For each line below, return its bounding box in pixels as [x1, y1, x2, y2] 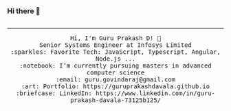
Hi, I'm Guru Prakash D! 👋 [69, 34, 162, 42]
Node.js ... [95, 55, 136, 63]
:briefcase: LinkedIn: [16, 90, 93, 97]
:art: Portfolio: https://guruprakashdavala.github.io [21, 83, 210, 90]
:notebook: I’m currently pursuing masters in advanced [19, 62, 212, 70]
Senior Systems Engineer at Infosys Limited [38, 41, 192, 49]
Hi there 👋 [7, 6, 41, 16]
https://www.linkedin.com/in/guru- [95, 90, 215, 97]
